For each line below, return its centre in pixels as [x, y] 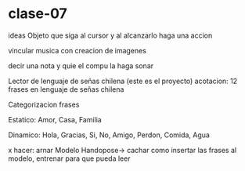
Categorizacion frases [44, 104]
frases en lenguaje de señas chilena [66, 89]
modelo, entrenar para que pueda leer [69, 158]
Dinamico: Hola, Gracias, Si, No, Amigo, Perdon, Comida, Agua [109, 135]
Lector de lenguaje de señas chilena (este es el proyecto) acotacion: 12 [123, 81]
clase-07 [38, 14]
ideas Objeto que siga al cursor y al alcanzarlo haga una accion [110, 35]
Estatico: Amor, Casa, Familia [55, 119]
